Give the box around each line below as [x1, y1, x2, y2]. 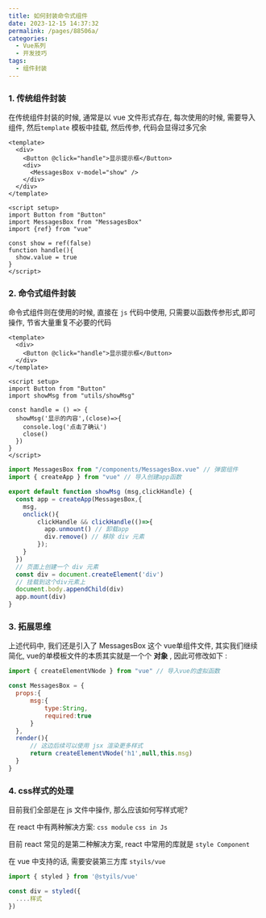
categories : [8, 34, 48, 43]
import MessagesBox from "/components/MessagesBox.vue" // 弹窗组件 [8, 465, 239, 474]
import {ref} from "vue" [8, 225, 92, 234]
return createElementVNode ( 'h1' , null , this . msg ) [29, 749, 193, 758]
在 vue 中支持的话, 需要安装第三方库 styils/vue [8, 857, 166, 866]
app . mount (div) [15, 593, 67, 601]
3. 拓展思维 [8, 621, 52, 633]
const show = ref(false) [8, 239, 92, 247]
